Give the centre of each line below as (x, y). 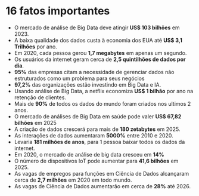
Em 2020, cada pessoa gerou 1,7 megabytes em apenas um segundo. (100, 53)
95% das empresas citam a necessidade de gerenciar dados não (94, 72)
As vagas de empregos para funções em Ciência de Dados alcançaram (102, 173)
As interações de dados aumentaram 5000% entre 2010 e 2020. (94, 135)
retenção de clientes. (40, 97)
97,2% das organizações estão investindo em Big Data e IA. (88, 84)
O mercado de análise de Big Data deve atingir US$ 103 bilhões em (97, 27)
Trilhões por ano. (35, 47)
